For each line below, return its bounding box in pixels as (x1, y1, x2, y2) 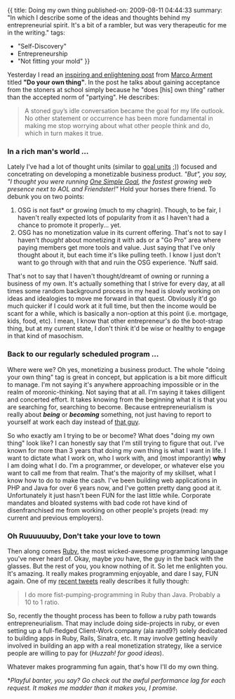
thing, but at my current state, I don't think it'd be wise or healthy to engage (7, 324, 226, 333)
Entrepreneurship (17, 49, 68, 58)
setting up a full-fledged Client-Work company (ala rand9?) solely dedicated (7, 626, 228, 635)
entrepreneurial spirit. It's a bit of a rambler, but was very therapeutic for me (7, 21, 227, 29)
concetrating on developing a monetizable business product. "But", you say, (7, 170, 227, 179)
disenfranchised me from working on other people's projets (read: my (7, 506, 209, 514)
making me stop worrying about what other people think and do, (24, 122, 210, 129)
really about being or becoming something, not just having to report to (7, 410, 212, 418)
